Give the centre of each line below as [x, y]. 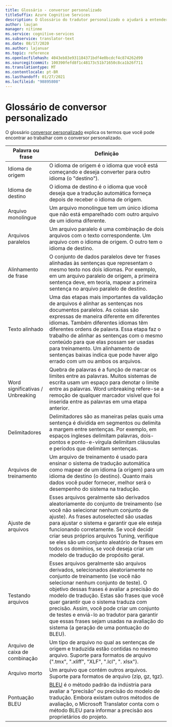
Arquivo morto [25, 673]
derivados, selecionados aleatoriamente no [101, 569]
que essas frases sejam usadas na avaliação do [106, 621]
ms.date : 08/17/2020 [27, 44]
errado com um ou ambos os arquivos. [95, 361]
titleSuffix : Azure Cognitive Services [48, 15]
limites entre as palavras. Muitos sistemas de [103, 376]
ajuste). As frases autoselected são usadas [101, 516]
